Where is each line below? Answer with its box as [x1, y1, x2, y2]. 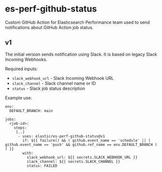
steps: [14, 125, 27, 130]
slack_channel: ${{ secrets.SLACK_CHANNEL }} [26, 159, 120, 164]
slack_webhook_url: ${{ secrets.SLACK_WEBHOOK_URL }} [26, 155, 138, 160]
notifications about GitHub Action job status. [5, 24, 94, 30]
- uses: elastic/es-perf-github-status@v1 [17, 134, 105, 139]
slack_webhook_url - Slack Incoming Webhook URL [12, 75, 114, 81]
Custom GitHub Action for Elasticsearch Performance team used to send [5, 19, 150, 25]
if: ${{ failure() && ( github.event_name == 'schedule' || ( [22, 138, 151, 143]
